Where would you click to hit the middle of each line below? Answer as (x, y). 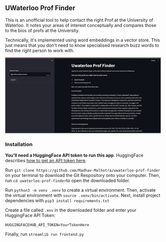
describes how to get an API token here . (46, 160)
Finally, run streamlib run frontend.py (44, 234)
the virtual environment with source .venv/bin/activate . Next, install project (83, 195)
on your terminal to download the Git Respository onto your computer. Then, (83, 175)
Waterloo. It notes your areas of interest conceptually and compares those (81, 25)
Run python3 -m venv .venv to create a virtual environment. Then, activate (81, 190)
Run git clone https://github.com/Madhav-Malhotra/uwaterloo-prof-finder (83, 170)
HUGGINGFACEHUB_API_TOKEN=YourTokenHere (47, 225)
